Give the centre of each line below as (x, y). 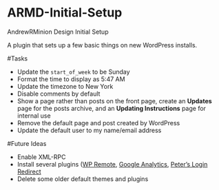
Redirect (29, 171)
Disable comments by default (59, 94)
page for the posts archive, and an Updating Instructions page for (112, 108)
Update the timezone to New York (65, 86)
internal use (34, 116)
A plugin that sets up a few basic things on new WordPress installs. (102, 45)
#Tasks (18, 58)
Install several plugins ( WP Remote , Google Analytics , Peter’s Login (112, 164)
